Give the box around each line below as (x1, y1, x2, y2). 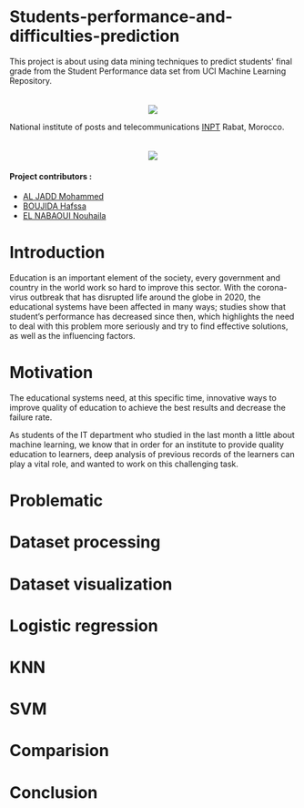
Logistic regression (9, 615, 158, 636)
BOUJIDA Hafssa (22, 200, 86, 211)
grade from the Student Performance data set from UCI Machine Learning (9, 66, 287, 77)
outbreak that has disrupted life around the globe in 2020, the (30, 291, 261, 302)
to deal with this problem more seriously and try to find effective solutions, (9, 321, 289, 332)
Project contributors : (9, 170, 93, 181)
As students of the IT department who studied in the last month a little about (9, 430, 296, 441)
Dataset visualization (9, 574, 173, 594)
